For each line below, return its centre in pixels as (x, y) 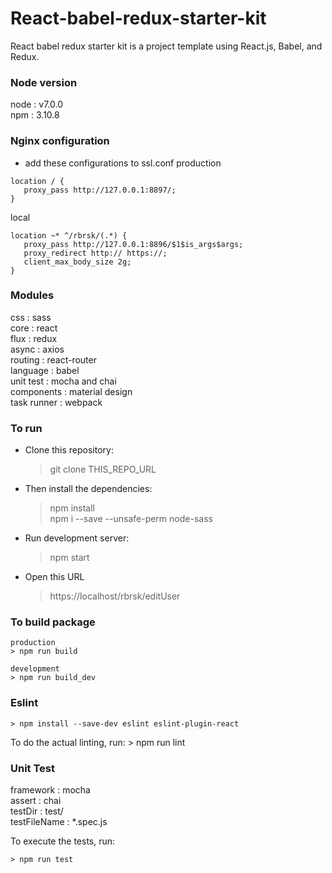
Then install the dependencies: (88, 489)
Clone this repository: (69, 450)
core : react (34, 328)
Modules (32, 295)
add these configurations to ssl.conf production (123, 163)
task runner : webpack (56, 402)
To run (26, 428)
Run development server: (77, 538)
